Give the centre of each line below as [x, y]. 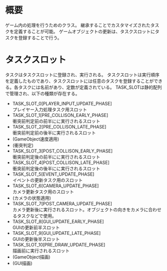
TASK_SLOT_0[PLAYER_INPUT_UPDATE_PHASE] [62, 103]
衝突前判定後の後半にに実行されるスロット [56, 168]
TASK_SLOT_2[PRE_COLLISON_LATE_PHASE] [59, 126]
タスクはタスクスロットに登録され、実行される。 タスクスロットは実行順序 [82, 75]
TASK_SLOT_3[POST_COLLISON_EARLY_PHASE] [62, 151]
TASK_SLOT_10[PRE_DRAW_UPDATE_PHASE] [59, 244]
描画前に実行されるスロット [41, 250]
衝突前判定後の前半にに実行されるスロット [56, 157]
